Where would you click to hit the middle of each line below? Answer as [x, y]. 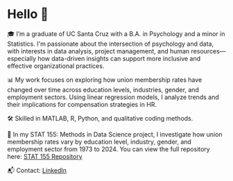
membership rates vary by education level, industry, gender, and [100, 141]
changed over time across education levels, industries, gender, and [103, 89]
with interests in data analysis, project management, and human [98, 51]
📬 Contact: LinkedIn [37, 170]
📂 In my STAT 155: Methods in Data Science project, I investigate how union [115, 134]
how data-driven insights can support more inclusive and [119, 58]
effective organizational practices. [56, 66]
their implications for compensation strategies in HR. [82, 104]
